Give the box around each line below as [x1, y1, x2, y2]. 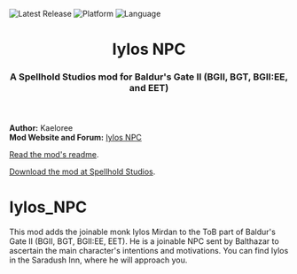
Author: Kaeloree [9, 123, 74, 133]
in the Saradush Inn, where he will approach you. [9, 255, 188, 265]
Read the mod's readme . [9, 149, 99, 160]
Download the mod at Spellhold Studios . [9, 166, 156, 177]
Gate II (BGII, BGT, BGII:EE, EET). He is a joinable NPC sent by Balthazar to [9, 235, 279, 247]
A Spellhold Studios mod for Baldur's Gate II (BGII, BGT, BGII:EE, [10, 71, 288, 83]
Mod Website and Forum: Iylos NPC [9, 133, 142, 143]
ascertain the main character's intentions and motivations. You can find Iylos [9, 245, 289, 255]
